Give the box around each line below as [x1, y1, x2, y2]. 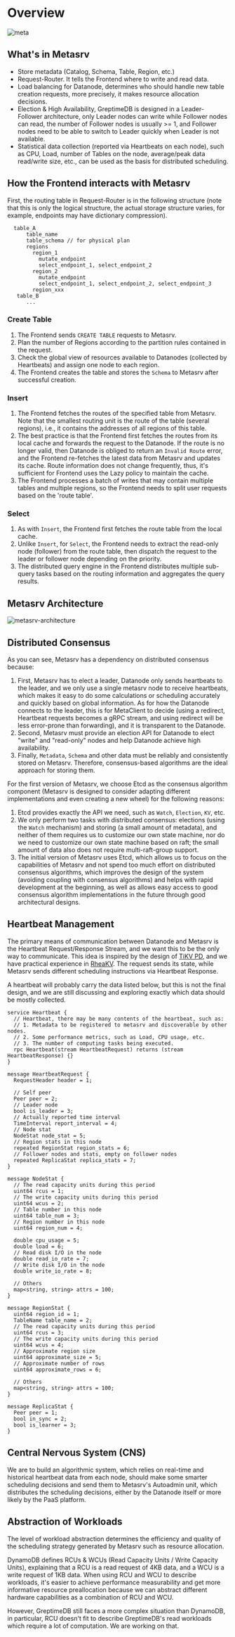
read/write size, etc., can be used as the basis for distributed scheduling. [17, 157, 229, 165]
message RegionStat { [7, 1304, 71, 1311]
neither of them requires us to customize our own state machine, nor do [17, 831, 225, 839]
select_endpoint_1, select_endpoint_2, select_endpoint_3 [38, 280, 212, 287]
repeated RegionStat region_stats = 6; [13, 1145, 130, 1152]
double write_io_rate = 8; [13, 1268, 93, 1275]
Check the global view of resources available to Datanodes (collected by [17, 353, 227, 362]
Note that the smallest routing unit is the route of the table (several [17, 416, 210, 425]
